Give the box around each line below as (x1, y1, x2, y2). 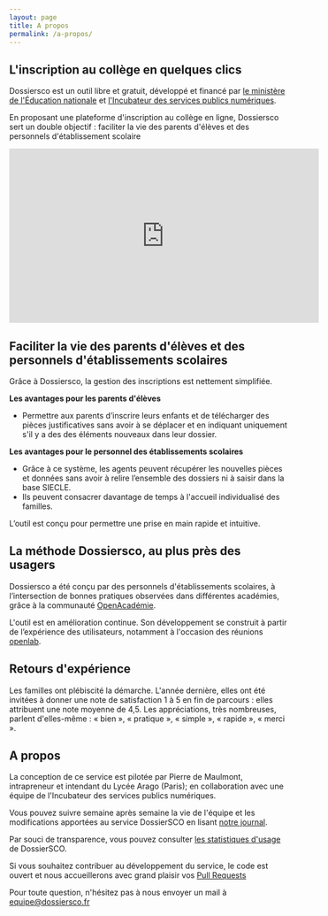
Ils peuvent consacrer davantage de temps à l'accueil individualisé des (21, 492, 280, 502)
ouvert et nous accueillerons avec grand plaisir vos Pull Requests (9, 870, 247, 881)
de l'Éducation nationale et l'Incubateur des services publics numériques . (9, 95, 277, 106)
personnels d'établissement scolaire (9, 131, 141, 142)
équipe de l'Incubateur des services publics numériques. (9, 790, 217, 801)
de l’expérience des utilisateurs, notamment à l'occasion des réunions (9, 626, 263, 637)
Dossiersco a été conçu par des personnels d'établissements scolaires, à (9, 581, 276, 591)
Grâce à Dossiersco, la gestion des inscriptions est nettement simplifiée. (9, 376, 272, 386)
